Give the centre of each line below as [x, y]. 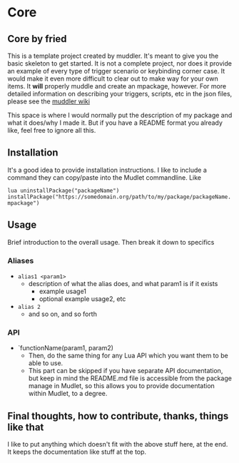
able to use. [46, 363]
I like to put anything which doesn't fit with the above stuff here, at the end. [118, 444]
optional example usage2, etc [82, 299]
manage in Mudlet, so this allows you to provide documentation [122, 386]
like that [26, 427]
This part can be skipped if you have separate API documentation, [126, 371]
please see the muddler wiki [49, 101]
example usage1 [63, 291]
